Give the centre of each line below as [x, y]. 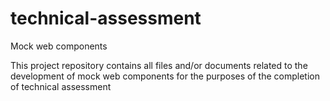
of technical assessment [61, 86]
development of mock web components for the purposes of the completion [165, 76]
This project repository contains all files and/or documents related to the [159, 65]
